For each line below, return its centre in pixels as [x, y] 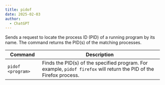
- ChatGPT [19, 23]
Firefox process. [61, 75]
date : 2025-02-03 [23, 14]
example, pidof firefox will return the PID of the [98, 69]
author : [13, 19]
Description [100, 55]
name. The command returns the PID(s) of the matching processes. [73, 43]
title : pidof [18, 10]
